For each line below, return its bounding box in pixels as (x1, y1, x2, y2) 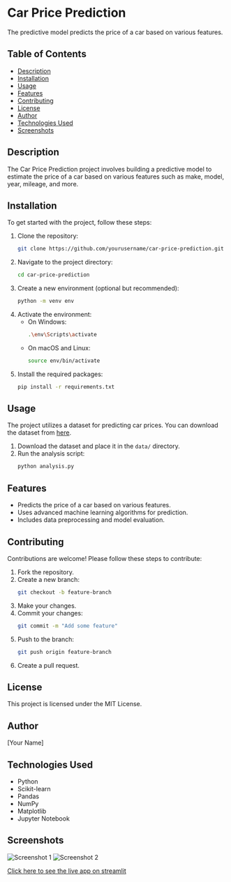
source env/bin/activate (27, 357, 100, 364)
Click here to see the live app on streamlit (7, 867, 127, 875)
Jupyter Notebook (17, 814, 70, 823)
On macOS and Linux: (27, 343, 91, 352)
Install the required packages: (17, 370, 103, 378)
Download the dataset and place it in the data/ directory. (17, 442, 180, 451)
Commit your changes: (17, 608, 83, 617)
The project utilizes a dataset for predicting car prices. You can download (7, 421, 218, 430)
